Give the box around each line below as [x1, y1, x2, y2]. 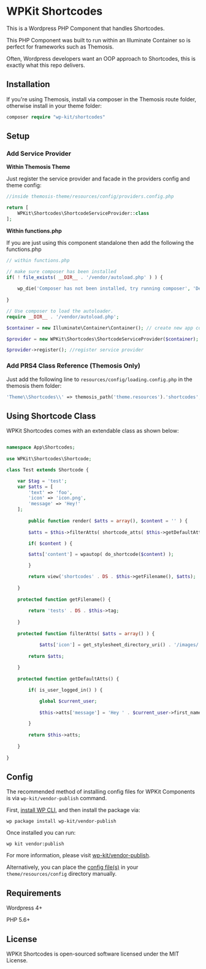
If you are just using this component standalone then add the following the [6, 239, 194, 246]
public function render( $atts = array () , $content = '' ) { [28, 517, 188, 524]
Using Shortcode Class [6, 411, 96, 421]
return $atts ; [28, 653, 64, 659]
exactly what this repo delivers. [6, 61, 85, 69]
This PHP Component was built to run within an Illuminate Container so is [6, 36, 191, 44]
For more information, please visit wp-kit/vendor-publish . [6, 852, 151, 859]
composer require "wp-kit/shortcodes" [6, 114, 105, 120]
